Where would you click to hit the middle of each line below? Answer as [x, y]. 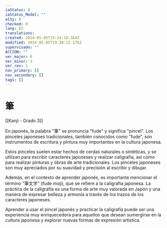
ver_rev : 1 [17, 66]
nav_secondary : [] [24, 75]
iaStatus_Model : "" [26, 15]
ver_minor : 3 [19, 61]
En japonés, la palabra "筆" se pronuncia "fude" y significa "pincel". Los [79, 131]
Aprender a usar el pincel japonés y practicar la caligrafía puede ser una [80, 209]
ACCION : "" [17, 52]
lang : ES [14, 29]
